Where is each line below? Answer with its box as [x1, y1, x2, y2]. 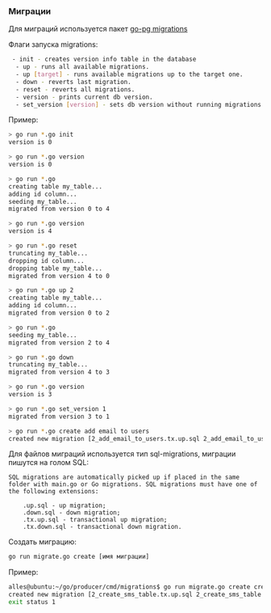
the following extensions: [8, 488, 99, 496]
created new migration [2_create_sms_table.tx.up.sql [8, 590, 194, 599]
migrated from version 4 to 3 [8, 368, 110, 377]
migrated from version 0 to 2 [8, 309, 110, 317]
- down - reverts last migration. [15, 78, 131, 86]
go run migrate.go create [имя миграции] [8, 552, 150, 561]
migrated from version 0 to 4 [8, 205, 110, 213]
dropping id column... [8, 256, 85, 264]
